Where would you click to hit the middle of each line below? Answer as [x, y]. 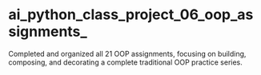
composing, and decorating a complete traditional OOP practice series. [125, 62]
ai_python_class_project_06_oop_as [131, 15]
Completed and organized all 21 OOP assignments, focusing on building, [127, 53]
